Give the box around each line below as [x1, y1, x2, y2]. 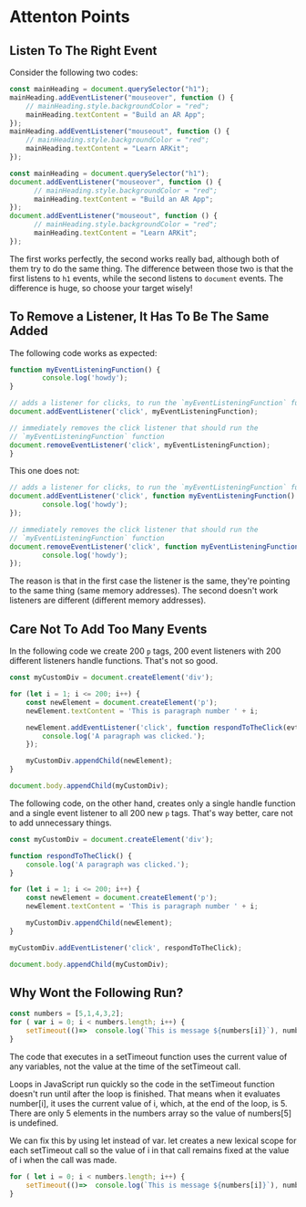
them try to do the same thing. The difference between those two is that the [9, 263, 294, 274]
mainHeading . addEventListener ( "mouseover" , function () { [9, 93, 234, 102]
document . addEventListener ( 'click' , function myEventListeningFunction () [9, 491, 296, 501]
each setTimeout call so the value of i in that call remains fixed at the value [9, 1144, 290, 1156]
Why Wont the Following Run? [9, 984, 184, 1001]
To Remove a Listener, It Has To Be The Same [9, 309, 270, 325]
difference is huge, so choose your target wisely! [9, 282, 193, 293]
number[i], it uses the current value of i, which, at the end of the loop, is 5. [9, 1097, 289, 1108]
